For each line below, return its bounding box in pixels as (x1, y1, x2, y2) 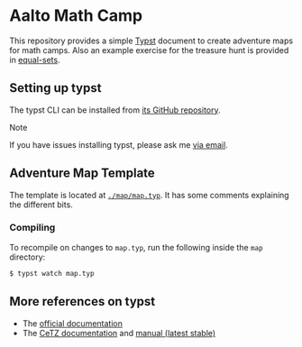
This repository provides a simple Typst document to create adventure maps (9, 35, 294, 46)
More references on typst (9, 294, 156, 309)
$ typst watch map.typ (9, 269, 95, 278)
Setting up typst (9, 80, 102, 96)
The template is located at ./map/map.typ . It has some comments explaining (9, 189, 290, 200)
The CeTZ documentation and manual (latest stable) (22, 327, 216, 338)
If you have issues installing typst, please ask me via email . (9, 139, 228, 150)
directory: (9, 251, 46, 262)
